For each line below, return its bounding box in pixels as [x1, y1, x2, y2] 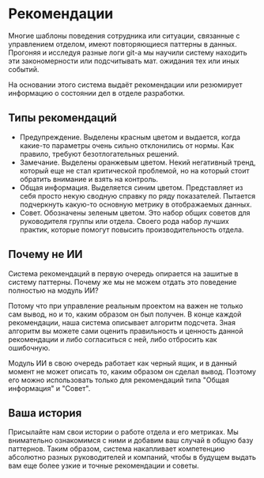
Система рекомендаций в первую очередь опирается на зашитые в [8, 268, 239, 278]
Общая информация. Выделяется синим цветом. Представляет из [19, 183, 243, 192]
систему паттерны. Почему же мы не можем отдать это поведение [8, 277, 237, 286]
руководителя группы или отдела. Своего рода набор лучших [19, 216, 229, 226]
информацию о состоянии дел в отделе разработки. [8, 88, 186, 97]
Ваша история [8, 406, 82, 419]
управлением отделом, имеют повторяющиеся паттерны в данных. [8, 39, 237, 48]
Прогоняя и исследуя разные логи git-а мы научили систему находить [8, 47, 247, 57]
